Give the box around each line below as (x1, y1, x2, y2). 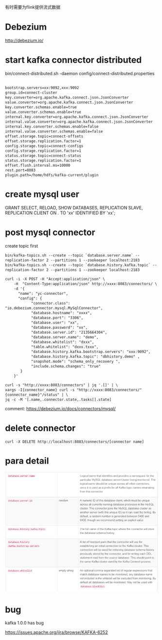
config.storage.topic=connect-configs (5, 144, 83, 148)
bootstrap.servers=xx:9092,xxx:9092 (5, 85, 79, 90)
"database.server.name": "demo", (31, 335, 98, 339)
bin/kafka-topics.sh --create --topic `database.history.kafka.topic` (5, 262, 151, 268)
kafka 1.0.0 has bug (5, 620, 44, 626)
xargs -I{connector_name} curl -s (5, 387, 75, 392)
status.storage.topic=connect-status (5, 153, 81, 158)
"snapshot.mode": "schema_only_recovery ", (31, 359, 120, 364)
